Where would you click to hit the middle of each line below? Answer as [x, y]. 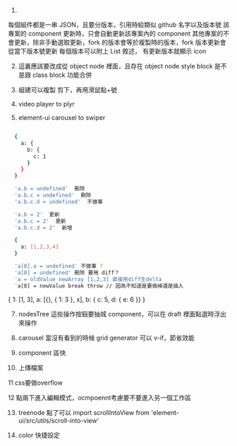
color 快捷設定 [39, 435]
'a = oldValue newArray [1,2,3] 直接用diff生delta [88, 279]
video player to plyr [46, 104]
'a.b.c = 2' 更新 [40, 221]
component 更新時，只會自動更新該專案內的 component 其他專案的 [126, 33]
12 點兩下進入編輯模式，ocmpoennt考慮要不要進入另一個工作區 [100, 397]
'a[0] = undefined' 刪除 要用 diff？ [67, 273]
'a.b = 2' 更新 [37, 214]
